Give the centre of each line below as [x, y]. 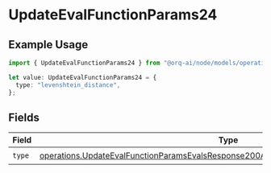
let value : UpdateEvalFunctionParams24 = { [83, 77]
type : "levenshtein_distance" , [68, 85]
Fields [24, 117]
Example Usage [48, 45]
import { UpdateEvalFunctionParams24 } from [84, 63]
